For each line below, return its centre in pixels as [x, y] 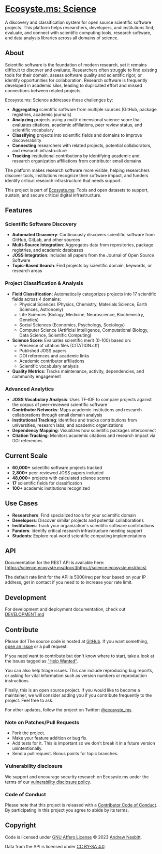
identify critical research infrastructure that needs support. [63, 180]
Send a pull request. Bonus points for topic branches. [65, 754]
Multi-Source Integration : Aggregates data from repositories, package [83, 245]
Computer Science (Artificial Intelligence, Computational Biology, [84, 330]
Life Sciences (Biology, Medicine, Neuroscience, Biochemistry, [81, 314]
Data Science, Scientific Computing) [55, 335]
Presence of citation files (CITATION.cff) [59, 345]
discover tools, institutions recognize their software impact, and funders [77, 175]
